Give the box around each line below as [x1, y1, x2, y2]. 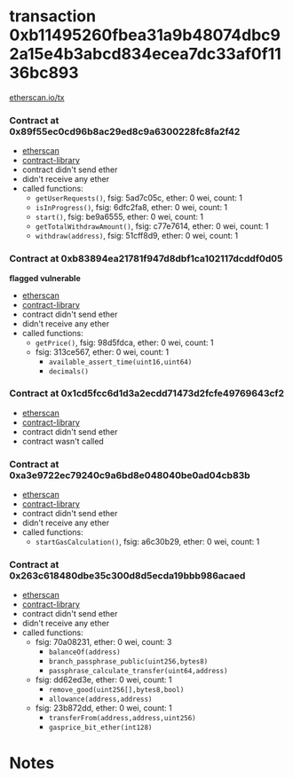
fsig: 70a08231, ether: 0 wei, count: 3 [35, 637, 172, 648]
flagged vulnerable [9, 272, 82, 283]
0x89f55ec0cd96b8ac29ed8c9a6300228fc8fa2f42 [9, 125, 241, 138]
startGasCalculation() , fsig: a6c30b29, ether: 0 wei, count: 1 [35, 537, 260, 547]
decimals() [48, 366, 89, 376]
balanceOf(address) [48, 648, 122, 657]
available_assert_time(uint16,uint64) [48, 358, 193, 366]
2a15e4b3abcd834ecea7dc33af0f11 [9, 44, 281, 64]
